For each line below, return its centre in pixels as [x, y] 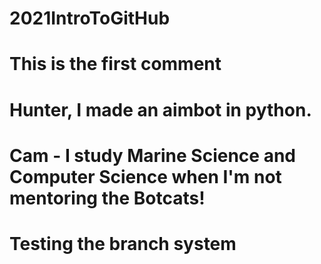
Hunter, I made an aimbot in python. [160, 109]
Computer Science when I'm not [145, 176]
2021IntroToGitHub [90, 18]
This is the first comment [115, 64]
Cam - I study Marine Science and [152, 155]
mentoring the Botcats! [107, 198]
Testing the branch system [123, 243]
